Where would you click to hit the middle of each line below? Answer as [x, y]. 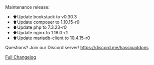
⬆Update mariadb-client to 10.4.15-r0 [51, 38]
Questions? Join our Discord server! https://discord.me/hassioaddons [77, 47]
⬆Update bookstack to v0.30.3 [44, 17]
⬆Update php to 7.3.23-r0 [39, 27]
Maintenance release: [27, 7]
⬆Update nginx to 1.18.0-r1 [40, 32]
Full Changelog [21, 57]
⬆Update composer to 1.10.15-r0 [46, 22]
